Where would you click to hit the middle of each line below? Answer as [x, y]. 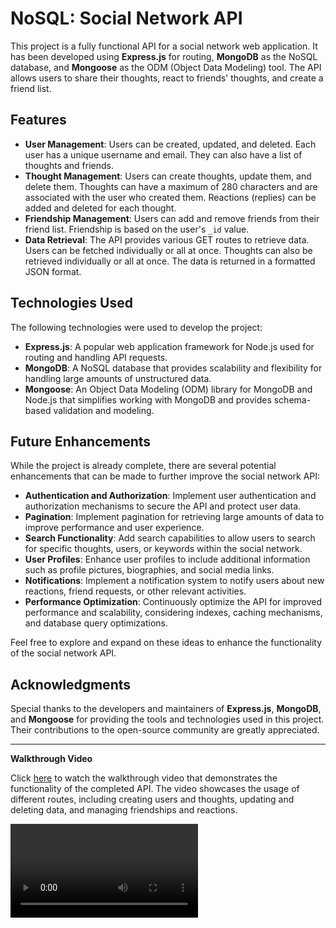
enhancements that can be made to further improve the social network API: [165, 476]
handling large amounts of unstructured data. [118, 378]
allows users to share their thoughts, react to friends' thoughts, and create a [167, 78]
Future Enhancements [81, 441]
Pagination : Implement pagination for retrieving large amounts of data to [174, 517]
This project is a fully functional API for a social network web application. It [164, 46]
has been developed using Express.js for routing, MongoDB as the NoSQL [164, 56]
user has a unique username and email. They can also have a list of [163, 154]
